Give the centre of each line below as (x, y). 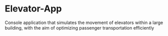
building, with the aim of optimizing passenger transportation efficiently (79, 27)
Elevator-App (33, 9)
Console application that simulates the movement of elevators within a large (84, 22)
